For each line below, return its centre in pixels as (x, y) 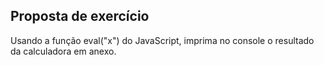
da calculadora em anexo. (63, 51)
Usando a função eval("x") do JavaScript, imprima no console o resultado (162, 40)
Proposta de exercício (80, 16)
